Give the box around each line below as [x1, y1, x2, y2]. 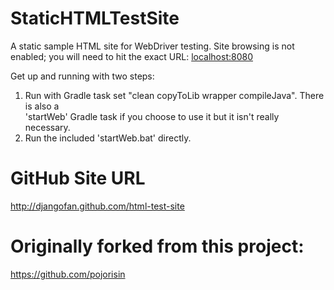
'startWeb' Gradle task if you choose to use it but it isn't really [24, 110, 280, 122]
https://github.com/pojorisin [10, 268, 126, 280]
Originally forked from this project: [10, 235, 305, 258]
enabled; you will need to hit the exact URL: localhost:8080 [10, 50, 253, 62]
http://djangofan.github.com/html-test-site [10, 200, 185, 212]
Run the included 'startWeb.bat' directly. [24, 132, 192, 144]
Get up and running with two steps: [10, 70, 155, 82]
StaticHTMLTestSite [10, 7, 180, 30]
